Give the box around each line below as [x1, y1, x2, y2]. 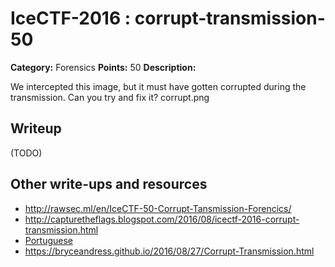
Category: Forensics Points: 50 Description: [10, 61, 197, 73]
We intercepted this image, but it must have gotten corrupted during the [10, 80, 307, 92]
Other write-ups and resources [10, 176, 208, 193]
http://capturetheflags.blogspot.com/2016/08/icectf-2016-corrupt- [24, 213, 300, 225]
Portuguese [24, 234, 73, 246]
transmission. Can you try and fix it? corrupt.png [10, 91, 210, 103]
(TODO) [10, 147, 43, 159]
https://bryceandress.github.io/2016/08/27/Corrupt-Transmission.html [24, 245, 315, 257]
